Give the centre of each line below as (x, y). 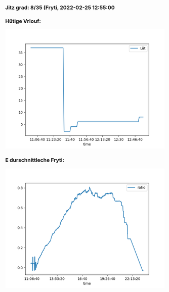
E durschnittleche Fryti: (35, 160)
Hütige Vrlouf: (23, 21)
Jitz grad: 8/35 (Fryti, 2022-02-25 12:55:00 (60, 8)
